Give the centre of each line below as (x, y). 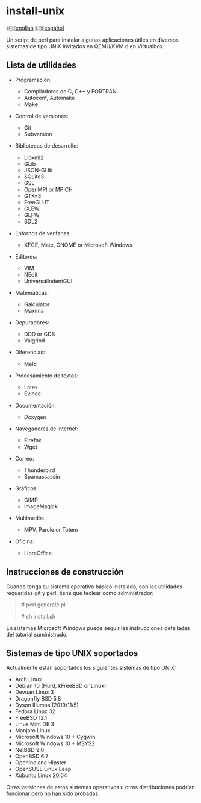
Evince (32, 394)
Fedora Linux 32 (35, 711)
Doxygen (35, 417)
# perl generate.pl (43, 605)
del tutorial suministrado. (37, 634)
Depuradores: (32, 322)
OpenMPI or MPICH (48, 189)
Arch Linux (28, 679)
